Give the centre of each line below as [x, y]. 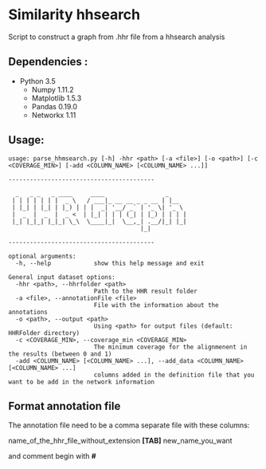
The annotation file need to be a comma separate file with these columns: [129, 425]
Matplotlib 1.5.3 [57, 98]
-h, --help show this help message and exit [110, 263]
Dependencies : [48, 62]
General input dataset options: [62, 277]
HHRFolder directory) [44, 333]
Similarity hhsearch [74, 15]
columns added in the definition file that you [174, 375]
